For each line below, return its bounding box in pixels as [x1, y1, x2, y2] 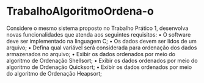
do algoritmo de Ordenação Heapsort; [6, 70, 102, 77]
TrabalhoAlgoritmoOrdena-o [6, 4, 154, 18]
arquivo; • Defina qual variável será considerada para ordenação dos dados [6, 44, 197, 51]
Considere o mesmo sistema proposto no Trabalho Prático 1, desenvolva [6, 24, 189, 32]
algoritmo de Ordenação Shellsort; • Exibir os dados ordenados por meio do [6, 57, 198, 64]
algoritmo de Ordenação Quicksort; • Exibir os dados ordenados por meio [6, 63, 192, 71]
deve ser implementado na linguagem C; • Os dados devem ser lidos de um [6, 37, 197, 45]
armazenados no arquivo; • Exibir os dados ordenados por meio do [6, 50, 176, 57]
